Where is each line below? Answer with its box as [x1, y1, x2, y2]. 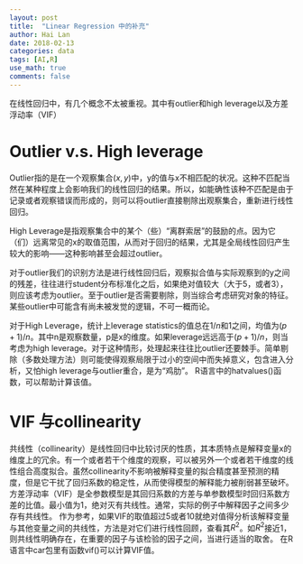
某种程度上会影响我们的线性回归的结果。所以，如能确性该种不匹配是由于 [24, 183, 294, 194]
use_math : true [9, 64, 67, 73]
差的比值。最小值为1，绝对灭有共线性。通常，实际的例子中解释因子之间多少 [9, 499, 289, 510]
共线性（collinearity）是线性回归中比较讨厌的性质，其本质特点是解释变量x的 [9, 443, 292, 454]
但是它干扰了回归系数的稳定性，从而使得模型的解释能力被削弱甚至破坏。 [24, 476, 294, 487]
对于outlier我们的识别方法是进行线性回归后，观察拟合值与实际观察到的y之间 [9, 267, 290, 278]
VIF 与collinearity [9, 411, 142, 431]
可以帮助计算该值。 [24, 376, 96, 387]
